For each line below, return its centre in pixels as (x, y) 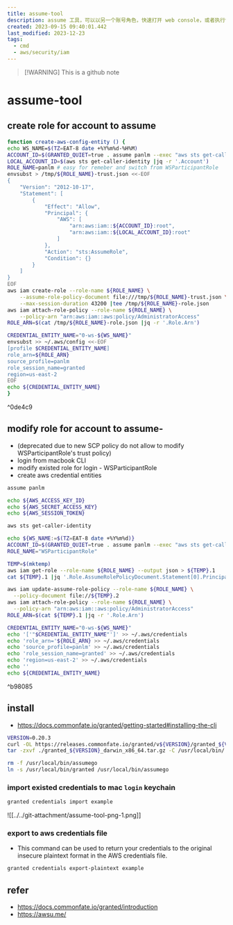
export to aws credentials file (57, 833)
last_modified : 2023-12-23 (46, 33)
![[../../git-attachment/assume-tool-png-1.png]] (74, 815)
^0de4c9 (20, 407)
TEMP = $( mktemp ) (29, 564)
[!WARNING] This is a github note (72, 72)
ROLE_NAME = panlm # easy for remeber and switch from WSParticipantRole (113, 168)
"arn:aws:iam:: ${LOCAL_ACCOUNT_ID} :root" (130, 233)
